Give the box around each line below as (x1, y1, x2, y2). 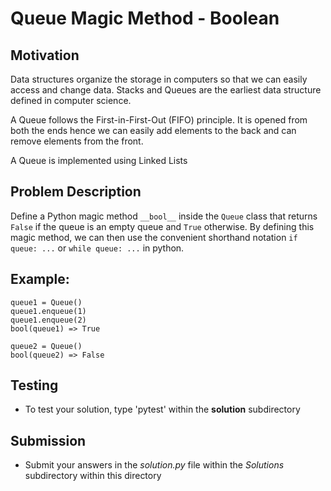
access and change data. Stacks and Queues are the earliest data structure (10, 84, 322, 96)
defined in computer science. (10, 95, 132, 106)
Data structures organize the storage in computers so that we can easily (10, 73, 308, 85)
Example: (10, 271, 70, 288)
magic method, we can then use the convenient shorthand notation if (10, 231, 298, 243)
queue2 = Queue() (10, 341, 83, 351)
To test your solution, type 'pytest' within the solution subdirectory (24, 403, 301, 416)
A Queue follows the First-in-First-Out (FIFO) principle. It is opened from (10, 114, 308, 126)
